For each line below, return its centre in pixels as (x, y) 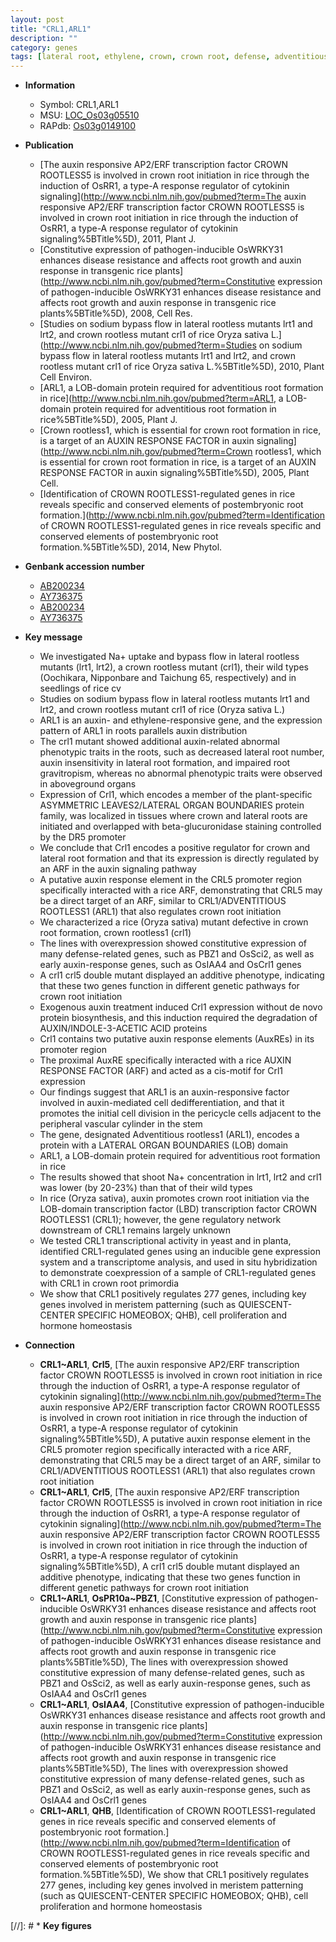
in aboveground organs (88, 784)
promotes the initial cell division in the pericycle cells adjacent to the (180, 1113)
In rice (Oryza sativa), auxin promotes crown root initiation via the (174, 1198)
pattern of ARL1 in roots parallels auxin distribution (143, 731)
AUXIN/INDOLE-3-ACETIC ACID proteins (123, 1028)
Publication (49, 145)
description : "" (44, 38)
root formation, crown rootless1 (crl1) (115, 933)
